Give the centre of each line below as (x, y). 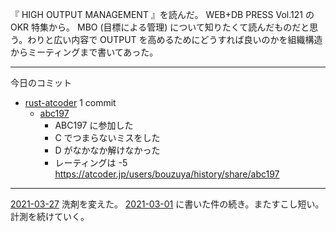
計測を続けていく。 (50, 216)
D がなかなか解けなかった (107, 150)
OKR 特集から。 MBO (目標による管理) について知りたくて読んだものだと (160, 27)
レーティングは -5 (91, 162)
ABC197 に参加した (94, 125)
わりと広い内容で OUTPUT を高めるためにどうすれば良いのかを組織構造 (175, 39)
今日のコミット (41, 82)
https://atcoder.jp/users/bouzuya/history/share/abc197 (167, 174)
